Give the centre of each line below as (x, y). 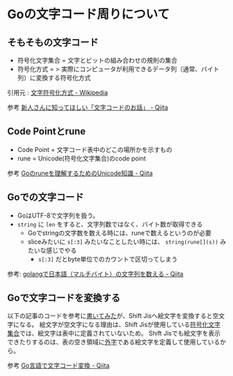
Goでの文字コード (46, 197)
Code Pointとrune (47, 131)
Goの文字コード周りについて (89, 14)
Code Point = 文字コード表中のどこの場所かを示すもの (95, 149)
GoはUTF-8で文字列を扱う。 (58, 215)
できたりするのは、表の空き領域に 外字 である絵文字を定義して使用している (114, 342)
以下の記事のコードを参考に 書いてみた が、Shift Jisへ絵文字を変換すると (110, 316)
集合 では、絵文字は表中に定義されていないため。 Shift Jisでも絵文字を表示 (114, 333)
